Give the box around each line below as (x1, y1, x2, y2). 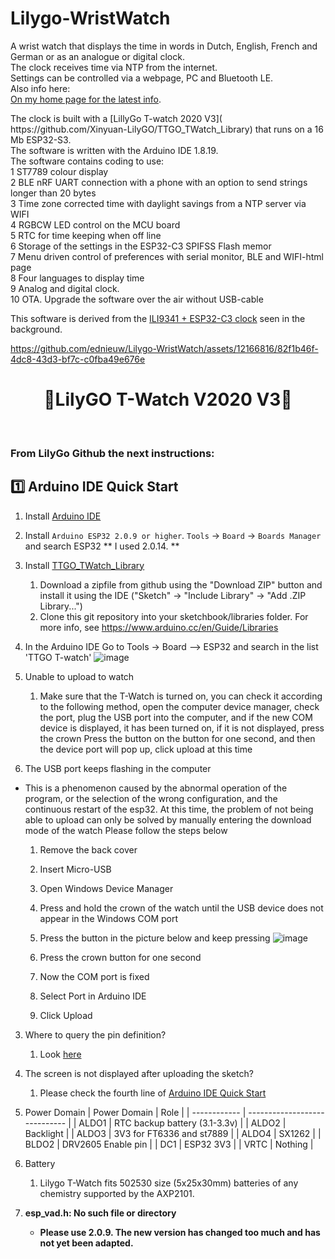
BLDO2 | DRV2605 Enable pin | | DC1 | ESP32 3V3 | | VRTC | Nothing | (24, 1138, 314, 1150)
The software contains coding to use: (10, 155, 165, 167)
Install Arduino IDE (24, 510, 102, 522)
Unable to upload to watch (24, 670, 135, 682)
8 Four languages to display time (10, 272, 145, 284)
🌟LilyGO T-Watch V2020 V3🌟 (43, 388, 293, 411)
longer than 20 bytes (10, 187, 97, 199)
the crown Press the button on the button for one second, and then (39, 732, 316, 744)
